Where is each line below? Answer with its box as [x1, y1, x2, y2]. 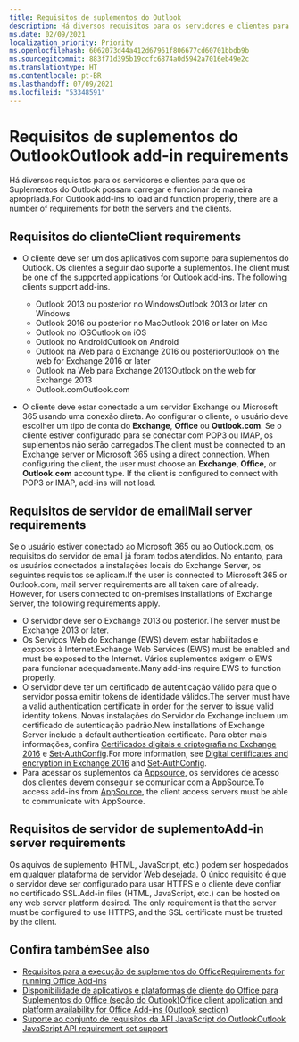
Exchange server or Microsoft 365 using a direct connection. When [21, 449, 270, 460]
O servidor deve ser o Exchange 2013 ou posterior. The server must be [21, 616, 281, 626]
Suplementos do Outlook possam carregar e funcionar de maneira [9, 184, 253, 195]
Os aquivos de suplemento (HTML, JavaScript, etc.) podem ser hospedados [9, 859, 289, 870]
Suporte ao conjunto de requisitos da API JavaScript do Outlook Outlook [21, 1013, 287, 1024]
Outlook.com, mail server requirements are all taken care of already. [9, 579, 259, 590]
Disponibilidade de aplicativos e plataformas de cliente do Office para [21, 985, 278, 996]
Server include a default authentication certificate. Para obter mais [21, 729, 268, 740]
